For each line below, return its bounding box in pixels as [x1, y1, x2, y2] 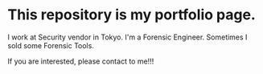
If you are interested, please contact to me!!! [7, 56, 154, 66]
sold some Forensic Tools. [7, 40, 94, 50]
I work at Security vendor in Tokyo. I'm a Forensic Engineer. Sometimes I [7, 32, 248, 42]
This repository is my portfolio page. [7, 6, 257, 24]
